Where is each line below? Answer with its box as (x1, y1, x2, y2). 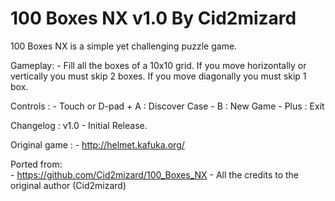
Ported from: (10, 158, 63, 170)
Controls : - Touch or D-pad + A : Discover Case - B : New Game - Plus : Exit (10, 100, 325, 112)
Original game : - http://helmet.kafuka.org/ (10, 138, 185, 151)
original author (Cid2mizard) (10, 179, 127, 191)
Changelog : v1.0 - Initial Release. (10, 119, 148, 131)
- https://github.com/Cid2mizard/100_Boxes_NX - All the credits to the (10, 168, 300, 181)
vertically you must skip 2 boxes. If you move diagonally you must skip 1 (10, 70, 307, 82)
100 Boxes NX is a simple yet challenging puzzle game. (10, 40, 238, 52)
